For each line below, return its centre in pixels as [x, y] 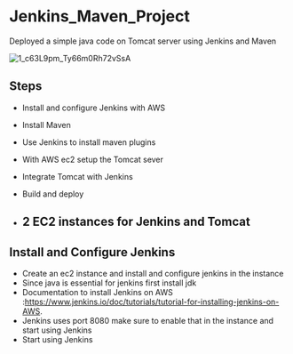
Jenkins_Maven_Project [100, 16]
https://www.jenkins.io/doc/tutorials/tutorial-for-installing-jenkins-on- [152, 302]
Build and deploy [53, 194]
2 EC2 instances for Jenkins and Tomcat [136, 222]
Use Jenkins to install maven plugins [89, 142]
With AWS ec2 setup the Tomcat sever [93, 159]
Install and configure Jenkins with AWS [94, 108]
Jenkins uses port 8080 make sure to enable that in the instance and [147, 320]
